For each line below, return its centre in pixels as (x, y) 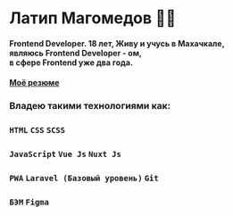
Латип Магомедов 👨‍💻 (93, 18)
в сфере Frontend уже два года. (71, 62)
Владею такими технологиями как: (90, 106)
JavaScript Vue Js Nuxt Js (66, 154)
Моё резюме (34, 83)
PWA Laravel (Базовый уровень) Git (84, 179)
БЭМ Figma (29, 202)
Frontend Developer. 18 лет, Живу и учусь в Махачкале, (117, 43)
